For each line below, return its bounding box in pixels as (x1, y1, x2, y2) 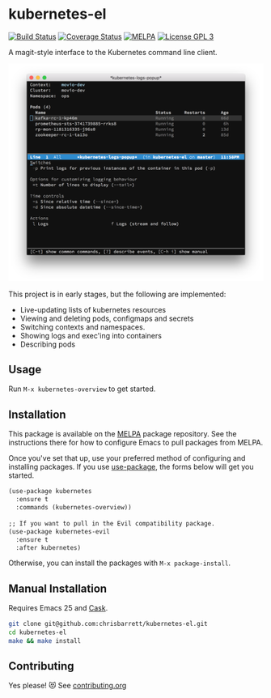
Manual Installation (8, 581, 108, 595)
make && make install (8, 636, 82, 645)
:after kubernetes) (15, 544, 82, 552)
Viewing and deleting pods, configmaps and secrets (19, 313, 194, 323)
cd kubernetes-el (8, 628, 67, 636)
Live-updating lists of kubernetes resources (19, 304, 167, 314)
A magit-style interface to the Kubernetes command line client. (8, 47, 218, 57)
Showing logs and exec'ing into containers (19, 330, 162, 340)
